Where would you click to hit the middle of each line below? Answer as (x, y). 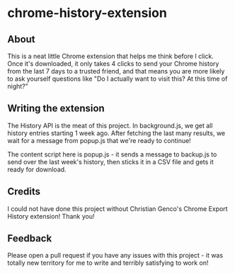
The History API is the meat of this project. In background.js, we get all (110, 125)
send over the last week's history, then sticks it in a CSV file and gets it (110, 161)
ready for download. (37, 169)
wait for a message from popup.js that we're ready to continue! (99, 140)
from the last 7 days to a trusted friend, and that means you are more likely (116, 71)
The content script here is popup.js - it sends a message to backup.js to (112, 154)
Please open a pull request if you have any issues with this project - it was (115, 256)
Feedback (30, 239)
